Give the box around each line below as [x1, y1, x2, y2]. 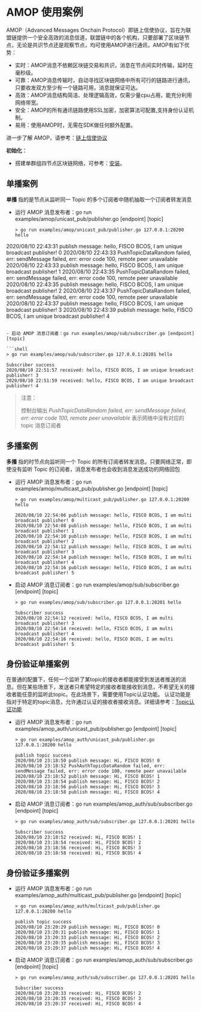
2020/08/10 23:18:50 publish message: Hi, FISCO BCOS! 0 [14, 758, 160, 764]
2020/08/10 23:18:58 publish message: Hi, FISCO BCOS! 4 [14, 789, 160, 795]
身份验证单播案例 [6, 659, 69, 669]
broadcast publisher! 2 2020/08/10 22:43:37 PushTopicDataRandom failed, [6, 287, 191, 294]
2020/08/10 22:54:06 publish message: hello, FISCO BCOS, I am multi [14, 512, 193, 518]
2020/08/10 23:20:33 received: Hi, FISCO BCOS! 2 [14, 990, 142, 996]
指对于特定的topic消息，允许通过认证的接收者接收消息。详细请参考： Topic [6, 698, 190, 706]
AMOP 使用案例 [6, 5, 84, 19]
